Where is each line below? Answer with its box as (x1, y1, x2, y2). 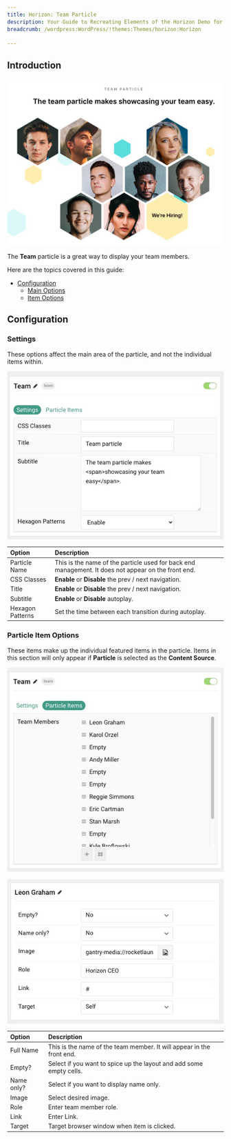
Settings (7, 335, 36, 344)
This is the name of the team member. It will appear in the (47, 1042, 211, 1051)
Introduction (7, 59, 62, 71)
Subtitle (10, 594, 32, 603)
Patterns (10, 611, 34, 620)
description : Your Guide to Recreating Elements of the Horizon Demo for (7, 18, 223, 26)
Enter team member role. (47, 1102, 118, 1111)
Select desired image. (47, 1093, 110, 1102)
